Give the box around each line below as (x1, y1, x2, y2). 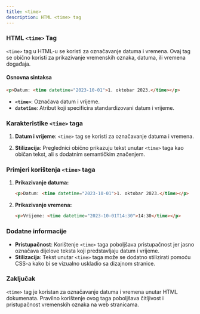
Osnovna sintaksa (6, 74, 52, 81)
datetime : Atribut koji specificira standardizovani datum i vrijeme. (14, 104, 175, 111)
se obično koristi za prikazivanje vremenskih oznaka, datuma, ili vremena (6, 54, 186, 61)
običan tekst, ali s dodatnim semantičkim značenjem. (14, 150, 145, 158)
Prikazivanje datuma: (14, 179, 69, 186)
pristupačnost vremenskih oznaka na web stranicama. (6, 301, 139, 308)
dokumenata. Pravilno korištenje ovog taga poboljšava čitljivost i (6, 294, 164, 301)
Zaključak (6, 275, 36, 283)
